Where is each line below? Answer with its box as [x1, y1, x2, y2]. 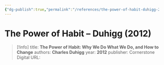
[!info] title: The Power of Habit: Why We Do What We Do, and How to [16, 44, 159, 50]
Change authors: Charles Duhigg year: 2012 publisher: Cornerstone [16, 49, 155, 55]
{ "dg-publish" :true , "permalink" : [4, 7, 73, 12]
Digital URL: [16, 54, 41, 60]
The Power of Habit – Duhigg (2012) [4, 28, 152, 39]
